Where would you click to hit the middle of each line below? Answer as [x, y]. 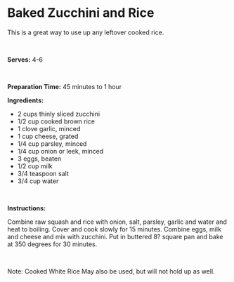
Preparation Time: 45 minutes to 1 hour [64, 86]
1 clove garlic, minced [49, 128]
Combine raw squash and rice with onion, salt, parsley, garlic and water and [117, 222]
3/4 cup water [38, 181]
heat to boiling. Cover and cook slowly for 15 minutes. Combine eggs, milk [114, 229]
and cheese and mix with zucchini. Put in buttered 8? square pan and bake [115, 236]
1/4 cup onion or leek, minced [60, 151]
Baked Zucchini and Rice [81, 13]
